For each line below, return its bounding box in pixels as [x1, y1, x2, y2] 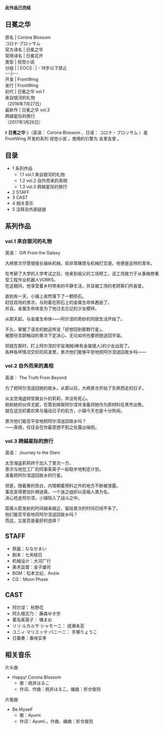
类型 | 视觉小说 [5, 59, 35, 65]
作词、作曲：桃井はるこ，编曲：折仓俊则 [19, 686, 101, 692]
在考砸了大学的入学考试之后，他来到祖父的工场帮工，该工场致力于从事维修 [5, 271, 155, 277]
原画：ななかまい [12, 545, 47, 551]
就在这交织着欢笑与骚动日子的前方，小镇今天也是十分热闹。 [5, 407, 125, 413]
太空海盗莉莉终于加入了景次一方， [5, 460, 74, 466]
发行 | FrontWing [5, 82, 39, 88]
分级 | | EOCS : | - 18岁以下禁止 [5, 65, 67, 71]
